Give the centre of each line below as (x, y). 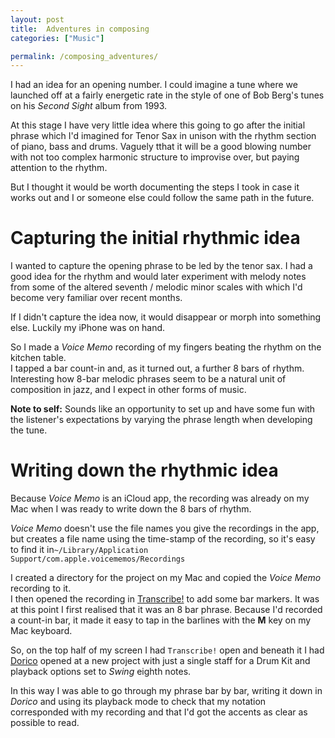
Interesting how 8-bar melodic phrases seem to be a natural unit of (148, 379)
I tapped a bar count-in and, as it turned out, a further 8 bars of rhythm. (157, 368)
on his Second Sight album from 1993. (89, 106)
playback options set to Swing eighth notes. (101, 672)
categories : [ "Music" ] (57, 38)
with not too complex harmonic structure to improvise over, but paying (155, 157)
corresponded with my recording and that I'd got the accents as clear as (159, 712)
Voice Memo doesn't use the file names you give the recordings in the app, (165, 528)
